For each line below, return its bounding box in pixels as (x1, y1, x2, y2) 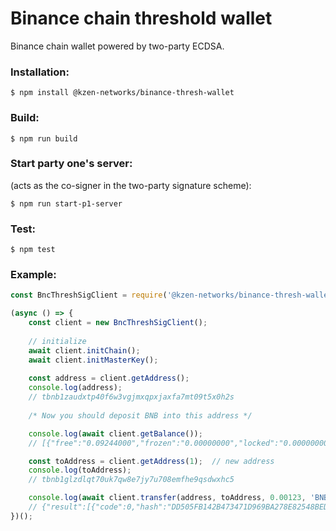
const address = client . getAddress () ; (28, 373, 190, 384)
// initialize (28, 336, 87, 346)
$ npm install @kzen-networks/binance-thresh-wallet (10, 88, 235, 98)
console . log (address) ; (28, 383, 123, 393)
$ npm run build (10, 133, 78, 144)
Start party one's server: (10, 157, 133, 171)
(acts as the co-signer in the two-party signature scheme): (10, 179, 252, 191)
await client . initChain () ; (28, 345, 141, 356)
